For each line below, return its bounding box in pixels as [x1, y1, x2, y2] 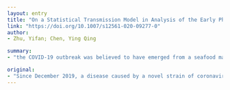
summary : [7, 48, 32, 55]
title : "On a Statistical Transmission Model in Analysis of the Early [7, 16, 216, 23]
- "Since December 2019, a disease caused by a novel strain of [7, 72, 194, 79]
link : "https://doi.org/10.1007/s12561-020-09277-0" [7, 22, 161, 29]
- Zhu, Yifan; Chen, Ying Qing [7, 35, 97, 42]
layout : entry [7, 10, 48, 17]
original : [7, 66, 36, 73]
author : [7, 29, 29, 36]
